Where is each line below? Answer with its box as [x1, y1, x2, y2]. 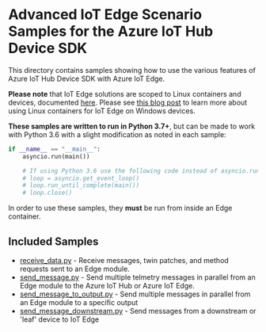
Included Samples [8, 235, 99, 248]
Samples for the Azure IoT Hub [8, 22, 214, 40]
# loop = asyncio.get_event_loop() [22, 174, 140, 182]
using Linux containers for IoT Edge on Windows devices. [8, 105, 196, 116]
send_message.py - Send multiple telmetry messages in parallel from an [19, 273, 256, 282]
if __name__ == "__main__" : [8, 145, 101, 153]
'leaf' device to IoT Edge [19, 315, 100, 324]
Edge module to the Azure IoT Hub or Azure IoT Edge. [19, 281, 196, 290]
